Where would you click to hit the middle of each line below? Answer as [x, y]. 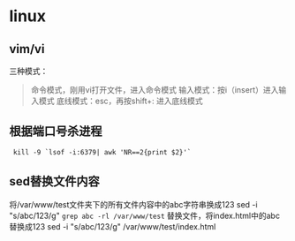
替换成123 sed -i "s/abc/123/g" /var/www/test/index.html [113, 226]
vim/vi [27, 49]
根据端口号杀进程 [56, 131]
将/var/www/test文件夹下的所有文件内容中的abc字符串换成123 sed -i [133, 204]
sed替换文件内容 [54, 181]
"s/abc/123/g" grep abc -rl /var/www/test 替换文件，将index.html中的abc [145, 215]
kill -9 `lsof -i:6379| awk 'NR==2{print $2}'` [102, 152]
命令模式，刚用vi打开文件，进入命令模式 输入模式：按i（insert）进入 [155, 90]
